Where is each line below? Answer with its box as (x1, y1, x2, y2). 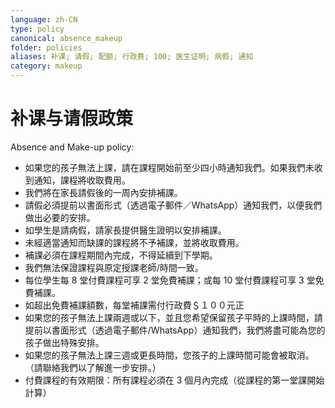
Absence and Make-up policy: (10, 141, 135, 153)
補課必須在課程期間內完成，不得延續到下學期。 (24, 249, 218, 261)
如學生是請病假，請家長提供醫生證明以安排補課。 (24, 224, 227, 236)
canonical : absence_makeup (10, 33, 123, 43)
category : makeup (10, 61, 83, 71)
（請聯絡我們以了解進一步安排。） (24, 361, 162, 373)
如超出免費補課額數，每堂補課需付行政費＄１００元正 (24, 299, 245, 311)
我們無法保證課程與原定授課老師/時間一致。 (24, 261, 204, 273)
